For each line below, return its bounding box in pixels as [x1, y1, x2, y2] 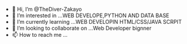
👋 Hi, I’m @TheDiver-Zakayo [11, 6, 82, 12]
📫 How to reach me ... [11, 32, 68, 38]
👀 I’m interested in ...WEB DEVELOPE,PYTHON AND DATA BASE [11, 12, 170, 19]
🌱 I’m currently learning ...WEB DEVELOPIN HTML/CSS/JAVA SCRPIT [11, 18, 182, 25]
